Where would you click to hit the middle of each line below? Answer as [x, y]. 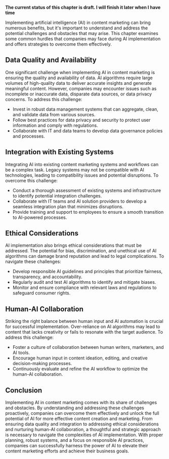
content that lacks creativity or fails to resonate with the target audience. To [84, 332]
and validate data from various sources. [54, 114]
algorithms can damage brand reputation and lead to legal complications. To [85, 256]
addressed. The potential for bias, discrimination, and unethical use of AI [81, 251]
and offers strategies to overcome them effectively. [59, 44]
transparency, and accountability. [47, 277]
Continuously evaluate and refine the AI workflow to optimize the [80, 369]
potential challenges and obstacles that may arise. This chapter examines [82, 33]
